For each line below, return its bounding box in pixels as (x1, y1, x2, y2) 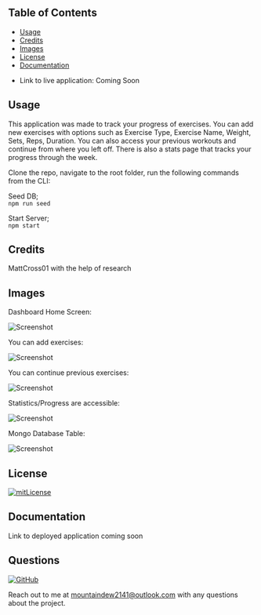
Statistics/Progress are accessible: (8, 398, 120, 408)
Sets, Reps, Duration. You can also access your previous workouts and (8, 136, 237, 145)
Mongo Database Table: (8, 429, 85, 439)
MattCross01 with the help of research (8, 264, 132, 273)
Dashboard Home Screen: (8, 307, 92, 317)
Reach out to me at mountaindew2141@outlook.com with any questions (8, 590, 238, 599)
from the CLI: (8, 176, 51, 185)
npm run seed (8, 199, 51, 207)
